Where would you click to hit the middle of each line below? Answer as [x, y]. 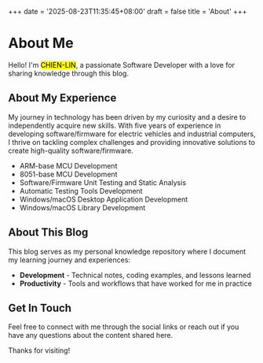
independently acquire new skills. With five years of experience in [115, 125]
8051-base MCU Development [68, 174]
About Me [41, 43]
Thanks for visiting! [39, 350]
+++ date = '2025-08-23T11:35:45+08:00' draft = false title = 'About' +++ [128, 11]
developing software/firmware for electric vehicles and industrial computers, [132, 134]
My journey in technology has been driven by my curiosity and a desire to [127, 117]
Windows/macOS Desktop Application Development [104, 199]
